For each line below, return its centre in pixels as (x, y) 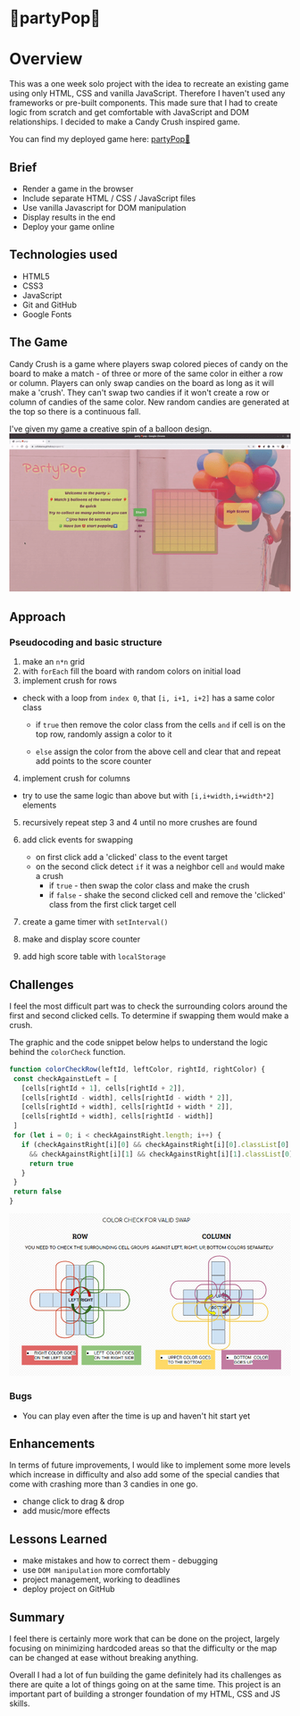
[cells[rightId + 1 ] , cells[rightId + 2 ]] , (103, 1088)
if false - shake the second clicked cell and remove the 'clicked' (167, 895)
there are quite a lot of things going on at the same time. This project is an (145, 1684)
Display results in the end (69, 217)
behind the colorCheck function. (68, 1051)
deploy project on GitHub (68, 1589)
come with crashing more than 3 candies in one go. (104, 1484)
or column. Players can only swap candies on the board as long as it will (142, 382)
